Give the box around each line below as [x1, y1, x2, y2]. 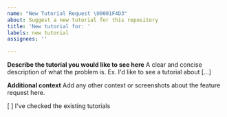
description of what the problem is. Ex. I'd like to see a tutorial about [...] [7, 68, 212, 76]
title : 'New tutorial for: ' [7, 23, 91, 30]
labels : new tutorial [7, 29, 69, 36]
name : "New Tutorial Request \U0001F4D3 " [7, 10, 128, 17]
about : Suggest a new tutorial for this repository [7, 17, 158, 23]
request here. [7, 89, 45, 97]
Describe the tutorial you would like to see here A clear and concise [7, 61, 203, 69]
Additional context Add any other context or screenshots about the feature [7, 81, 221, 89]
